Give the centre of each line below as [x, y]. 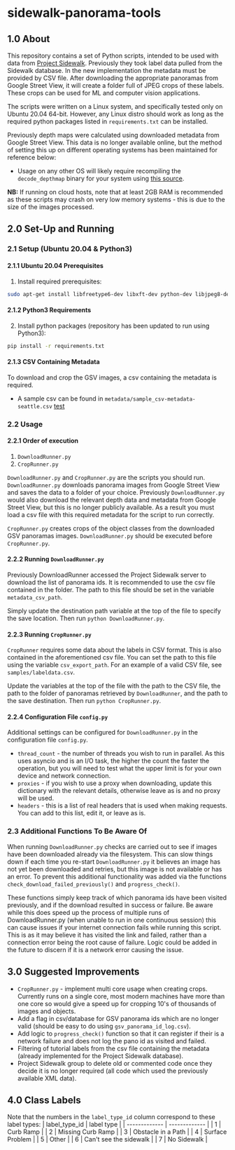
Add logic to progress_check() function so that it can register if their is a [121, 1034]
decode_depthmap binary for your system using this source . [101, 178]
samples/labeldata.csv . [41, 672]
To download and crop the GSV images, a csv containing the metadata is [112, 377]
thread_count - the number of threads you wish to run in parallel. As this [121, 754]
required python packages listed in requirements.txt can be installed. [108, 121]
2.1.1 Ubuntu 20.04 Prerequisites [55, 265]
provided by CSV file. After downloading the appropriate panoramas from [113, 78]
